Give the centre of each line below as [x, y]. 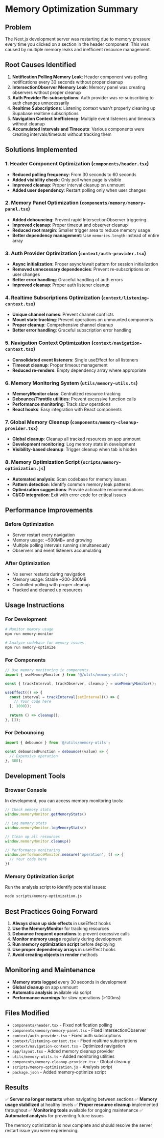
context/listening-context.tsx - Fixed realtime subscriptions [75, 1041]
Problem [18, 27]
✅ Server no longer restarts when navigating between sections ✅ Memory [81, 1099]
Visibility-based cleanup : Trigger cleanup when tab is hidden [75, 449]
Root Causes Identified [41, 65]
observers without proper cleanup [47, 92]
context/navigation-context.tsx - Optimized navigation [69, 1046]
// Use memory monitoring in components [47, 670]
